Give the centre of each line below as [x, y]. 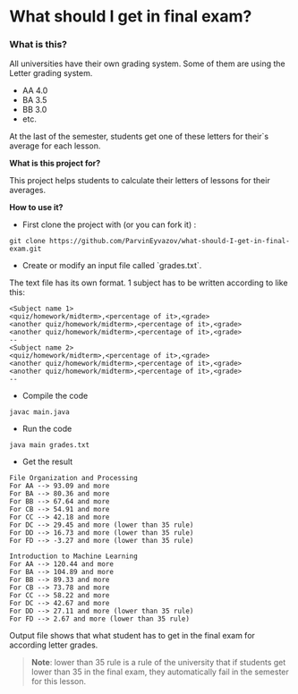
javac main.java [39, 412]
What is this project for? [55, 164]
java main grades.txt [50, 445]
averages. [28, 190]
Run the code [47, 429]
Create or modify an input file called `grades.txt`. [112, 266]
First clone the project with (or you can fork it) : [109, 224]
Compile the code [55, 396]
